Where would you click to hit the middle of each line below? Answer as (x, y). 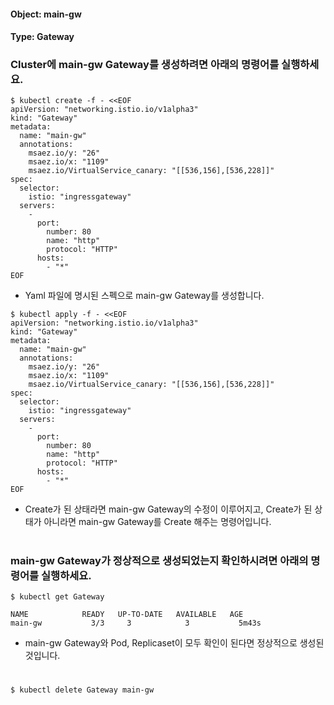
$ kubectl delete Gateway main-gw (82, 690)
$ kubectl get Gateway (57, 597)
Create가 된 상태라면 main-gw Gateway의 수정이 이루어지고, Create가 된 (168, 509)
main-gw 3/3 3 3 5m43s (136, 623)
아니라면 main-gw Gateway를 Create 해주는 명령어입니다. (157, 522)
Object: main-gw (46, 14)
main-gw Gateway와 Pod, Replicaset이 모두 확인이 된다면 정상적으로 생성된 (174, 643)
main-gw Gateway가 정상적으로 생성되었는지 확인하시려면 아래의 (159, 560)
